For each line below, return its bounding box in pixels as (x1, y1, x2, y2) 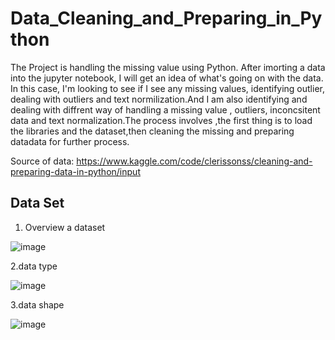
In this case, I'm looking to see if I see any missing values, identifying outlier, (10, 82, 325, 94)
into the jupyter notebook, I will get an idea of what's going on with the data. (10, 72, 324, 84)
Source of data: (10, 155, 75, 167)
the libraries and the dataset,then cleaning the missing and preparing (10, 125, 295, 137)
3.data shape (10, 298, 65, 311)
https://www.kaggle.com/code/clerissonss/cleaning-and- (76, 155, 313, 167)
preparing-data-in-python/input (10, 165, 141, 177)
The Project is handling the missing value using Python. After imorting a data (10, 61, 326, 73)
